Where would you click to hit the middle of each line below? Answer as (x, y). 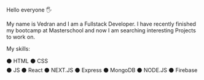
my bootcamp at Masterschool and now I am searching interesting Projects (101, 30)
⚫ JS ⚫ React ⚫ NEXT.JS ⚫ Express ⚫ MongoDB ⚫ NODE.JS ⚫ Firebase (102, 70)
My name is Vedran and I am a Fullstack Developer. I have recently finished (101, 24)
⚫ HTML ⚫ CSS (27, 61)
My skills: (18, 49)
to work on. (21, 37)
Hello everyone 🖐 (29, 10)
